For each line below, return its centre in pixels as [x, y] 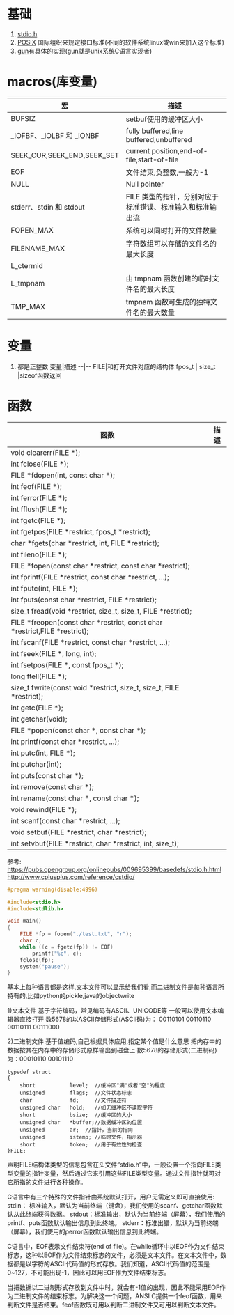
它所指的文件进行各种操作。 [47, 1182]
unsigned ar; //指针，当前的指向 [77, 1130]
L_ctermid [27, 265]
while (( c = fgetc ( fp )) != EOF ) [67, 947]
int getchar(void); [39, 719]
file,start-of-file [152, 159]
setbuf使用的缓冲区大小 [164, 119]
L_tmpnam [28, 283]
